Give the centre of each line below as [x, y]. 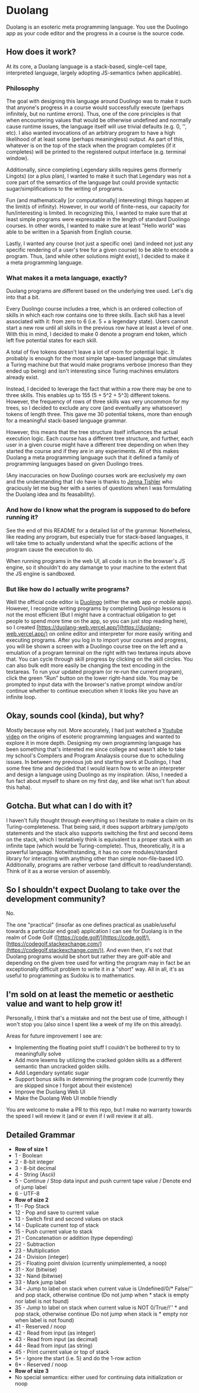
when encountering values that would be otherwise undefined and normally [99, 120]
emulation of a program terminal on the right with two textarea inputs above [99, 652]
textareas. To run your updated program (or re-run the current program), [95, 671]
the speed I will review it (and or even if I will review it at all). [80, 1116]
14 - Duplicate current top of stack [57, 1225]
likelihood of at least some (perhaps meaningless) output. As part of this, [95, 139]
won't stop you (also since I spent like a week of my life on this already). [94, 1024]
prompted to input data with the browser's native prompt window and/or [94, 684]
